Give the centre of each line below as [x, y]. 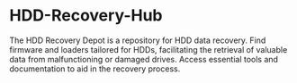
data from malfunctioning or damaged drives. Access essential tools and [144, 59]
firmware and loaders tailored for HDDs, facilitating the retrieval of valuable [148, 49]
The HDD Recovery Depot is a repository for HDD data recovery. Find [138, 40]
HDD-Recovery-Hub [86, 16]
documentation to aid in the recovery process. [95, 69]
